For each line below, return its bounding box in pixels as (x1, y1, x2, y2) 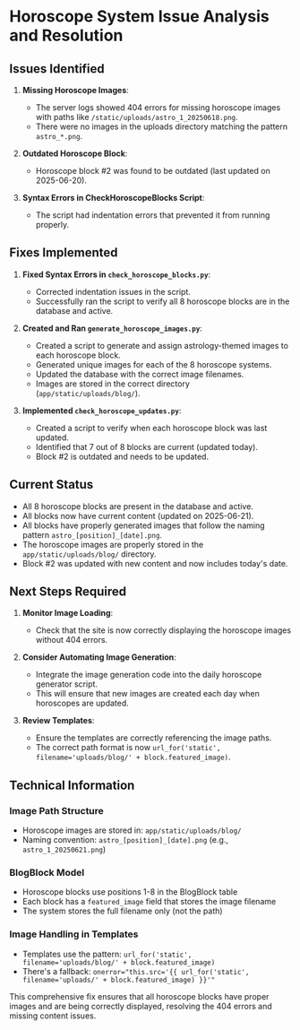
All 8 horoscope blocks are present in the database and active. (21, 500, 253, 512)
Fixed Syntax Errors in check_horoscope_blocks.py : (21, 269, 211, 280)
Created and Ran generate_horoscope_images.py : (21, 323, 203, 333)
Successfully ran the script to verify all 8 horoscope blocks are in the (35, 296, 290, 307)
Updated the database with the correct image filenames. (35, 368, 244, 379)
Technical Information (9, 777, 135, 792)
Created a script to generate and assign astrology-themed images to (35, 340, 289, 351)
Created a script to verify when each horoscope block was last (35, 422, 268, 433)
